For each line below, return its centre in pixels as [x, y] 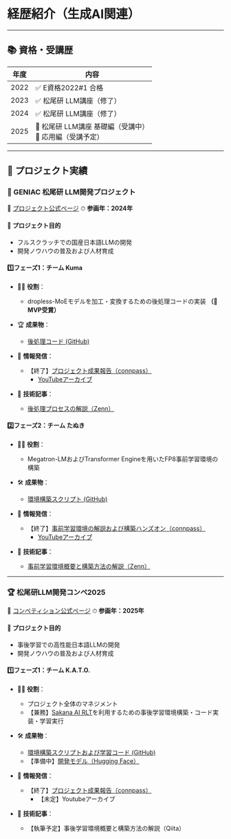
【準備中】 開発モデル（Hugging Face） [83, 761]
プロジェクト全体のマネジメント [73, 703]
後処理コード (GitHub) [58, 341]
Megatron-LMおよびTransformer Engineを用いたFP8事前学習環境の [123, 459]
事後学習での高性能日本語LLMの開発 [68, 645]
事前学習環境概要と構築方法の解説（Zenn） [89, 567]
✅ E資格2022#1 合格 [69, 88]
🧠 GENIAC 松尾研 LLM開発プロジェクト [71, 192]
